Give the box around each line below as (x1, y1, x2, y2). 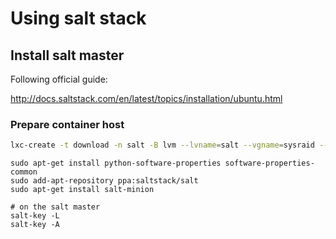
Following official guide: (10, 73, 108, 85)
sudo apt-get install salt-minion (10, 185, 155, 195)
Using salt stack (10, 7, 147, 30)
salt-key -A (10, 220, 60, 230)
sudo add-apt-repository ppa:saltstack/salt (10, 176, 199, 186)
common (10, 167, 38, 177)
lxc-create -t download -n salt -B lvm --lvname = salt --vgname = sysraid (10, 140, 315, 151)
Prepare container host (10, 117, 125, 131)
